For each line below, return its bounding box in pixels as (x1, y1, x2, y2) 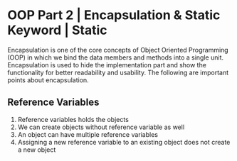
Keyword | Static (7, 22, 107, 38)
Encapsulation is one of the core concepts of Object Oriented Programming (7, 45, 229, 54)
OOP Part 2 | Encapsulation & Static (7, 7, 221, 23)
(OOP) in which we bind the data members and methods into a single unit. (7, 53, 224, 62)
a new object (17, 145, 56, 154)
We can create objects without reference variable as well (17, 123, 185, 131)
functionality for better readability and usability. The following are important (7, 68, 229, 77)
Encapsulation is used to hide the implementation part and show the (7, 60, 206, 69)
